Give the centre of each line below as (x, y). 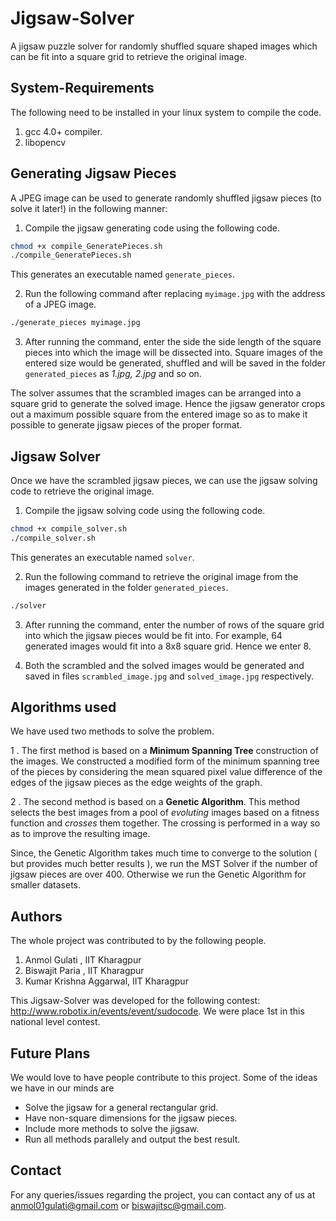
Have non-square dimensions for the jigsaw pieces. (131, 1118)
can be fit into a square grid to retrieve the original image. (129, 56)
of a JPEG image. (60, 304)
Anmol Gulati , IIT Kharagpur (83, 960)
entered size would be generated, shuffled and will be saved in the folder (175, 363)
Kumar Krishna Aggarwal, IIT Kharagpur (106, 981)
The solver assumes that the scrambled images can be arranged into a (156, 393)
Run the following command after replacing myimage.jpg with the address (175, 294)
